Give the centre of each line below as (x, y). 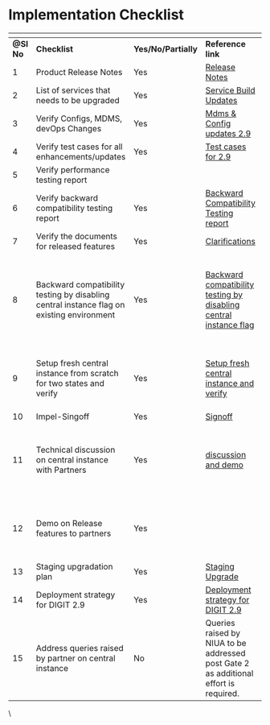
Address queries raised (80, 648)
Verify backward (67, 197)
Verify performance (73, 169)
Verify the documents (77, 236)
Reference (226, 43)
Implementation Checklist (96, 15)
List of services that (73, 90)
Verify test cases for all (79, 147)
